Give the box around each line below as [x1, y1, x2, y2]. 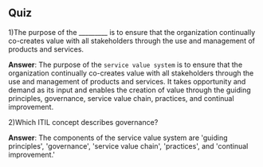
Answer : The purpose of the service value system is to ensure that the [8, 60, 243, 69]
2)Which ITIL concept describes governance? [8, 117, 159, 126]
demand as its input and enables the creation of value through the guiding [8, 85, 251, 95]
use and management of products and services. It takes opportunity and [8, 76, 246, 86]
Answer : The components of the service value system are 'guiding [8, 133, 229, 142]
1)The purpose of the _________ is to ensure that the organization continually [8, 27, 256, 37]
